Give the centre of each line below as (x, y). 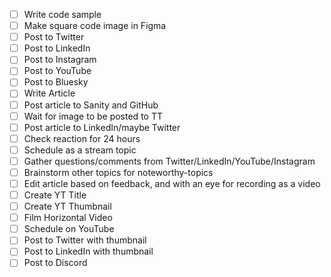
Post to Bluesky (56, 82)
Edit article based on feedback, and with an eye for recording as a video (172, 183)
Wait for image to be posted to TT (93, 116)
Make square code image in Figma (95, 26)
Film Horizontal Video (68, 218)
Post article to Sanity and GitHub (91, 105)
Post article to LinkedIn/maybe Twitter (102, 127)
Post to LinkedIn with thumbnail (88, 251)
